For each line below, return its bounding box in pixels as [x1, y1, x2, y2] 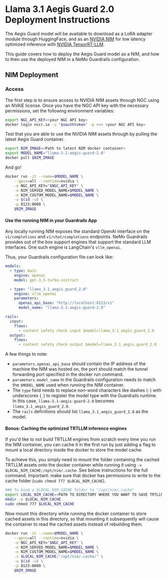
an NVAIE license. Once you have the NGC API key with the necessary [5, 102, 149, 108]
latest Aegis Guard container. [5, 136, 65, 142]
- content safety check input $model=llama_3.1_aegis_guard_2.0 [18, 328, 155, 333]
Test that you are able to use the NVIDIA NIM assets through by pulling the [5, 131, 158, 137]
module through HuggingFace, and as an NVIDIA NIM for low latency [5, 36, 146, 42]
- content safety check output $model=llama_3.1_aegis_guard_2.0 [18, 342, 157, 347]
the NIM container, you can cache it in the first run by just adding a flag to [5, 442, 156, 448]
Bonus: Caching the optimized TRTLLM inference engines [5, 425, 127, 431]
